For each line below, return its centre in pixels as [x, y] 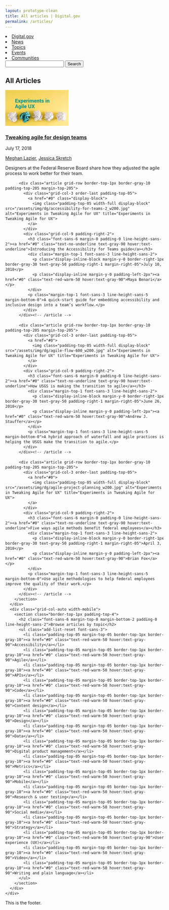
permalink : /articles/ [29, 21]
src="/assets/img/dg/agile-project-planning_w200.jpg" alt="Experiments [83, 488]
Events [19, 53]
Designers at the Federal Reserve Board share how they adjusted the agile [82, 168]
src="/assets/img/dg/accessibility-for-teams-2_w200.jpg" [68, 209]
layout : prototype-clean [31, 11]
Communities [26, 58]
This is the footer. [24, 903]
